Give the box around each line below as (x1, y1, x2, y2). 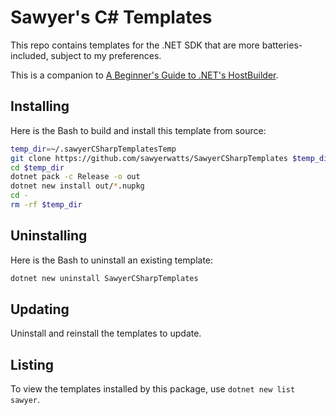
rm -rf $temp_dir (10, 200, 83, 210)
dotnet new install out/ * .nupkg (10, 181, 145, 191)
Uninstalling (10, 227, 88, 245)
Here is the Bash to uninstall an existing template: (10, 254, 214, 266)
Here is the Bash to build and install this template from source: (10, 124, 267, 136)
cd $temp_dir (10, 162, 65, 173)
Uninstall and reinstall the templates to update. (10, 327, 202, 340)
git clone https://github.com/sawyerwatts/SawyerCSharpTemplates (10, 153, 288, 163)
